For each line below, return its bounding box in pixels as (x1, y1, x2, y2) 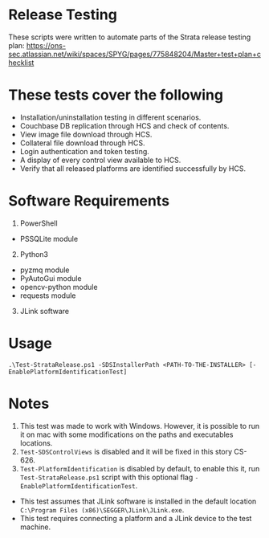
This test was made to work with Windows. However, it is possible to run (19, 421, 260, 430)
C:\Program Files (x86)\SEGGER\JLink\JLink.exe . (19, 504, 185, 515)
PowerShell (19, 218, 58, 228)
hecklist (8, 58, 35, 67)
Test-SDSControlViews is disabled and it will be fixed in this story (19, 446, 233, 456)
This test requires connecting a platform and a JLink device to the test (19, 513, 252, 523)
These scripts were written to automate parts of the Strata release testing (8, 32, 251, 42)
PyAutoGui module (19, 273, 82, 283)
